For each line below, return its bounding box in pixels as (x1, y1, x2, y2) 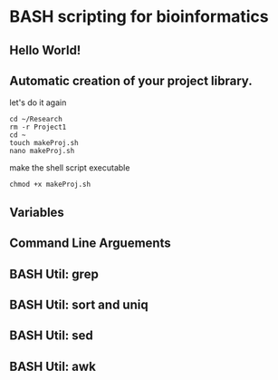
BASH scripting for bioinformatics (9, 6, 269, 27)
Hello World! (9, 43, 81, 58)
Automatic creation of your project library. (9, 73, 253, 88)
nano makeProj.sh (9, 147, 75, 156)
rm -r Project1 (9, 122, 67, 132)
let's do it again (9, 97, 67, 108)
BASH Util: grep (9, 266, 100, 282)
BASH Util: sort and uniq (9, 297, 149, 312)
